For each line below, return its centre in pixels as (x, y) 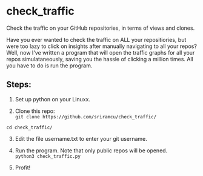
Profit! (23, 168)
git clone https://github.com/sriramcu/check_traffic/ (86, 117)
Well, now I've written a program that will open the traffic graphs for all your (101, 52)
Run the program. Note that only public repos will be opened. (91, 151)
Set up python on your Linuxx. (53, 99)
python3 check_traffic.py (48, 156)
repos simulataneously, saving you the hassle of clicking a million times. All (100, 59)
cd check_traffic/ (29, 127)
